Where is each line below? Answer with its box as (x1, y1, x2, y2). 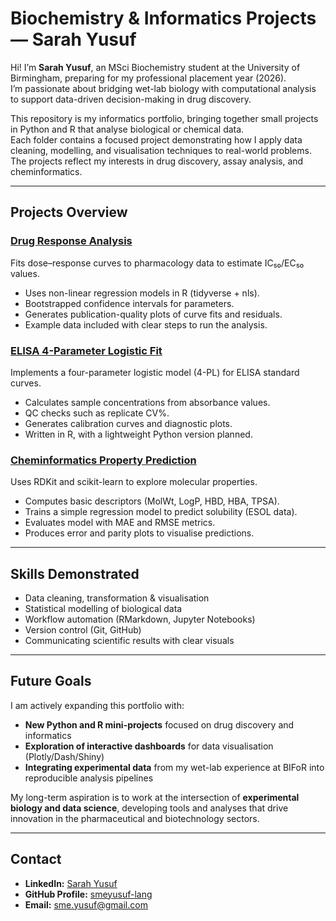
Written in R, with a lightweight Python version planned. (24, 428, 253, 440)
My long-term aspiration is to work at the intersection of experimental (10, 791, 300, 803)
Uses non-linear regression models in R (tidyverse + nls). (24, 287, 260, 299)
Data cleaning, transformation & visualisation (24, 592, 210, 604)
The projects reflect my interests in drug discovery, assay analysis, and (10, 155, 304, 167)
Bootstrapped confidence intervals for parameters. (24, 297, 235, 309)
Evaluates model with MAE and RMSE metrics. (24, 517, 216, 529)
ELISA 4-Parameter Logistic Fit (10, 343, 163, 357)
